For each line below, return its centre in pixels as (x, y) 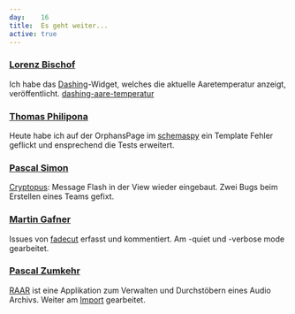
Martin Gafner (40, 219)
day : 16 (29, 17)
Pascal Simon (39, 167)
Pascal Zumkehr (45, 271)
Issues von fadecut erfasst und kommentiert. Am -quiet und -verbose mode (147, 239)
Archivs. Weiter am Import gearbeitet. (77, 299)
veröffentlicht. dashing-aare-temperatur (82, 93)
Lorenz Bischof (42, 65)
